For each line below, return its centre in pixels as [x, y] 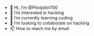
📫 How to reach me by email [39, 28]
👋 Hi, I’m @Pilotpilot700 [34, 8]
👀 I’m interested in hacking [37, 13]
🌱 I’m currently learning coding [41, 18]
